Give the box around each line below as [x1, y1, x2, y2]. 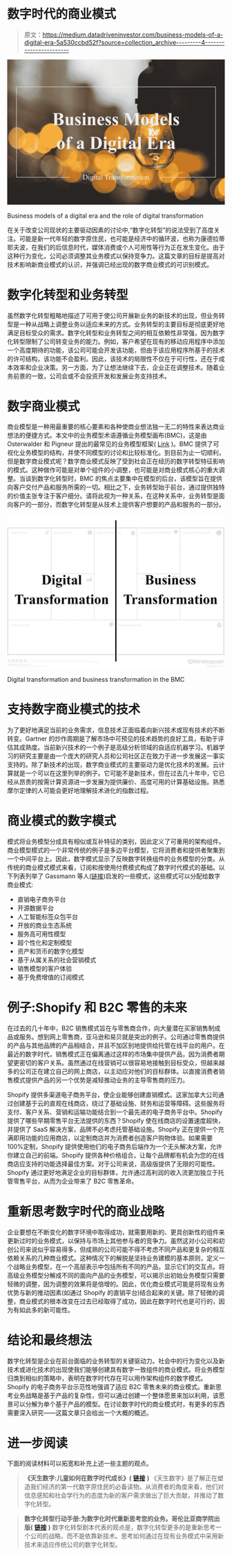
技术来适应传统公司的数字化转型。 [23, 1540, 122, 1549]
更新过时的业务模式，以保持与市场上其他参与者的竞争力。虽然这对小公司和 [7, 1236, 219, 1245]
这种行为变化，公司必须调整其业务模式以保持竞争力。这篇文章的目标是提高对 [7, 252, 225, 260]
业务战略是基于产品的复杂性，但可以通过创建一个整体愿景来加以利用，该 [12, 1391, 219, 1399]
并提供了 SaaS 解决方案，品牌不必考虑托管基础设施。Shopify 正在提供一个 [7, 1125, 219, 1133]
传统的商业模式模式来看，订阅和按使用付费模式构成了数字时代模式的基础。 [7, 863, 219, 871]
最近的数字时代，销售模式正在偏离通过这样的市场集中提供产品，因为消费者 [7, 1050, 219, 1058]
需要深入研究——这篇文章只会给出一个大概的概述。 [7, 1408, 153, 1417]
